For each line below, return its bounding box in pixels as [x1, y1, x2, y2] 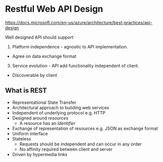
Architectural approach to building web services [12, 104, 109, 111]
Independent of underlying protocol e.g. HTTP [12, 110, 106, 116]
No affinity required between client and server [19, 146, 113, 152]
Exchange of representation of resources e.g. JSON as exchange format [12, 125, 158, 131]
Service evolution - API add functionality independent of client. [12, 63, 140, 69]
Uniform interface [12, 131, 48, 137]
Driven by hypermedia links [12, 151, 68, 157]
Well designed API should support [5, 34, 73, 40]
